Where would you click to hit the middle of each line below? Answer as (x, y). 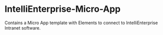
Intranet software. (23, 28)
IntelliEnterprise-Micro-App (63, 9)
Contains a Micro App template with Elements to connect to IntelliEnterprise (81, 23)
